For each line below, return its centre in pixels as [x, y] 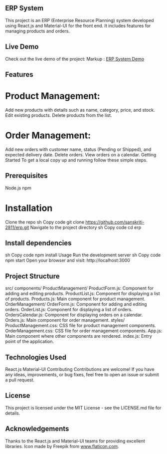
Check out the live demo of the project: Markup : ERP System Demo [75, 59]
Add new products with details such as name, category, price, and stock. [80, 110]
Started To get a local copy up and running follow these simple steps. [76, 160]
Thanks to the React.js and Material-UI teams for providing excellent [75, 441]
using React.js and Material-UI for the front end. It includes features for [78, 26]
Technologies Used [36, 357]
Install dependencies [38, 243]
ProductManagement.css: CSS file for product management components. [81, 326]
